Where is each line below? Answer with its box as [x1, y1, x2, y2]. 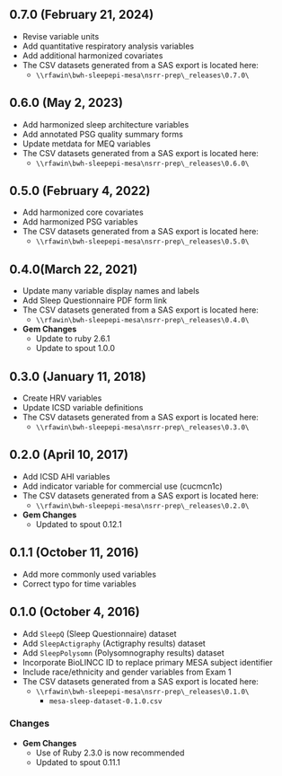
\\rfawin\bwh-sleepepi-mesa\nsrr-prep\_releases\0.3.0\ [35, 423, 250, 432]
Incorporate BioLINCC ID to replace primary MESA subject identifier [22, 657, 273, 667]
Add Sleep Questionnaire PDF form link [22, 295, 168, 306]
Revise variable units [22, 31, 100, 41]
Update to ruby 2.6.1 [35, 333, 110, 344]
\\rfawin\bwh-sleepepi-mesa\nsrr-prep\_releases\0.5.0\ [35, 237, 250, 246]
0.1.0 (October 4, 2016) [9, 604, 141, 620]
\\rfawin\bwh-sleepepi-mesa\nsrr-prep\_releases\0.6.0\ [35, 159, 250, 168]
